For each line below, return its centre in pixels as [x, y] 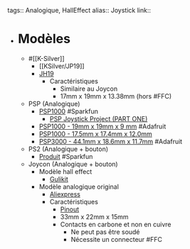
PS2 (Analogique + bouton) [68, 149]
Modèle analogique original [79, 187]
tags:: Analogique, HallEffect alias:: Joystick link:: [79, 10]
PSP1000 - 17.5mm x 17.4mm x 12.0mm [96, 133]
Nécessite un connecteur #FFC [116, 239]
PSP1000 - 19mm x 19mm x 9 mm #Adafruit [102, 126]
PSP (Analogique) [54, 104]
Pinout [70, 209]
